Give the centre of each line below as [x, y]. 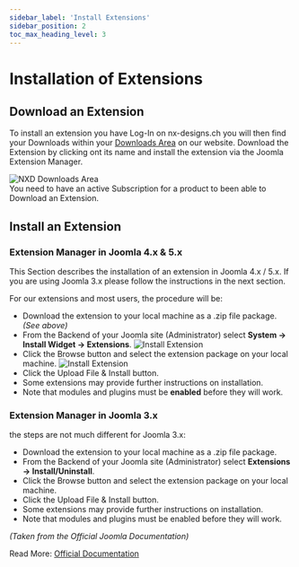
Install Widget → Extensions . [77, 345]
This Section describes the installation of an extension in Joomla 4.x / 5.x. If [149, 272]
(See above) [45, 326]
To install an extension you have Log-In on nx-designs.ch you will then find [148, 133]
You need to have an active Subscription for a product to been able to [138, 188]
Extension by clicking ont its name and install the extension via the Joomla [147, 153]
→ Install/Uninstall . [58, 471]
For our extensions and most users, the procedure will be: [116, 299]
